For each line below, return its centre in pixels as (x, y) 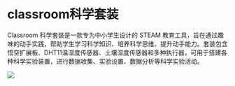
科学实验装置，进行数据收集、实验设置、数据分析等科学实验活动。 (108, 61)
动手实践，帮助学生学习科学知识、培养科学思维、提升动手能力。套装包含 (123, 43)
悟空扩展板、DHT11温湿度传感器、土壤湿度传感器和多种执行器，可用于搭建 (114, 52)
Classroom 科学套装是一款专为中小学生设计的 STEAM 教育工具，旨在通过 (113, 35)
